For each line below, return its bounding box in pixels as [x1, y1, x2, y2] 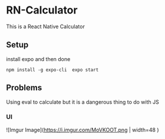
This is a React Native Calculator [6, 23, 85, 30]
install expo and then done [6, 55, 71, 62]
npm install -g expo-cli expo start [6, 67, 99, 73]
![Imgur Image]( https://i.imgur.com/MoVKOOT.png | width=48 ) [6, 126, 159, 133]
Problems [6, 83, 42, 93]
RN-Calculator [6, 4, 78, 17]
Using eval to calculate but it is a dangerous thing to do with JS [6, 98, 159, 106]
